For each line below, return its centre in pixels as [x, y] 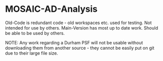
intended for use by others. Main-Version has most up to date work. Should [81, 28]
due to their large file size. [32, 53]
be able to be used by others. [35, 33]
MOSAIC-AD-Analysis [51, 9]
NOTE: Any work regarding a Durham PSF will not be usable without [74, 42]
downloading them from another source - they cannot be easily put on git [80, 48]
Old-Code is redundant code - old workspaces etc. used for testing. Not [79, 23]
